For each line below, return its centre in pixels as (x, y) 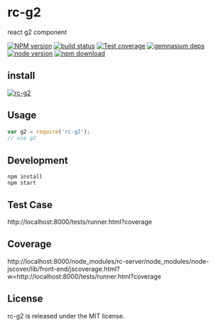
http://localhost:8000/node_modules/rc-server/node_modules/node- (108, 261)
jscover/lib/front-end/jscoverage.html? (64, 269)
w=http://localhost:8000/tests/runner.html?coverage (84, 276)
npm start (22, 183)
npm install (25, 177)
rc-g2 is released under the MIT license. (66, 316)
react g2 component (37, 32)
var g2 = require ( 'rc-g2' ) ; (49, 132)
